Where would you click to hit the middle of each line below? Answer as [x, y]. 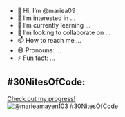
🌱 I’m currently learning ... [54, 25]
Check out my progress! [41, 98]
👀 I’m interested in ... [46, 18]
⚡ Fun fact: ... [36, 58]
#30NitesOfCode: [46, 82]
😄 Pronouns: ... [39, 50]
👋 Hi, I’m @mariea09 [46, 11]
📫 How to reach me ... [49, 40]
